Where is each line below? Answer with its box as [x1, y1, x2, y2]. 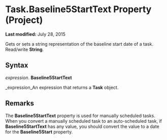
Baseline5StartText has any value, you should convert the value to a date [5, 123, 160, 129]
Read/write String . [5, 46, 44, 52]
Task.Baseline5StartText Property [5, 4, 152, 15]
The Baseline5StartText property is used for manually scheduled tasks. [5, 113, 156, 119]
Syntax [5, 61, 28, 69]
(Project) [5, 14, 43, 26]
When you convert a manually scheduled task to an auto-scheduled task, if [5, 118, 162, 124]
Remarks [5, 99, 35, 108]
